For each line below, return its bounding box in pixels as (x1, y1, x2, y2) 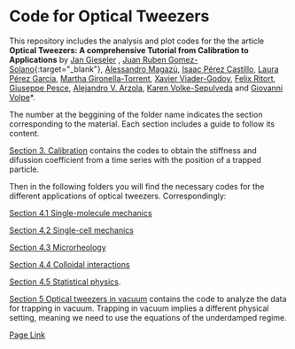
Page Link (9, 330, 46, 340)
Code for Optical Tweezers (9, 6, 210, 27)
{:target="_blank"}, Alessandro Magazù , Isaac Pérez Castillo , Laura (34, 64, 279, 74)
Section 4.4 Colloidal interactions (9, 259, 130, 269)
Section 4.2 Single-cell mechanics (9, 224, 135, 236)
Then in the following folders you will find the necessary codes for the (9, 181, 265, 191)
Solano (9, 64, 35, 74)
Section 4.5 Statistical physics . (9, 276, 121, 287)
